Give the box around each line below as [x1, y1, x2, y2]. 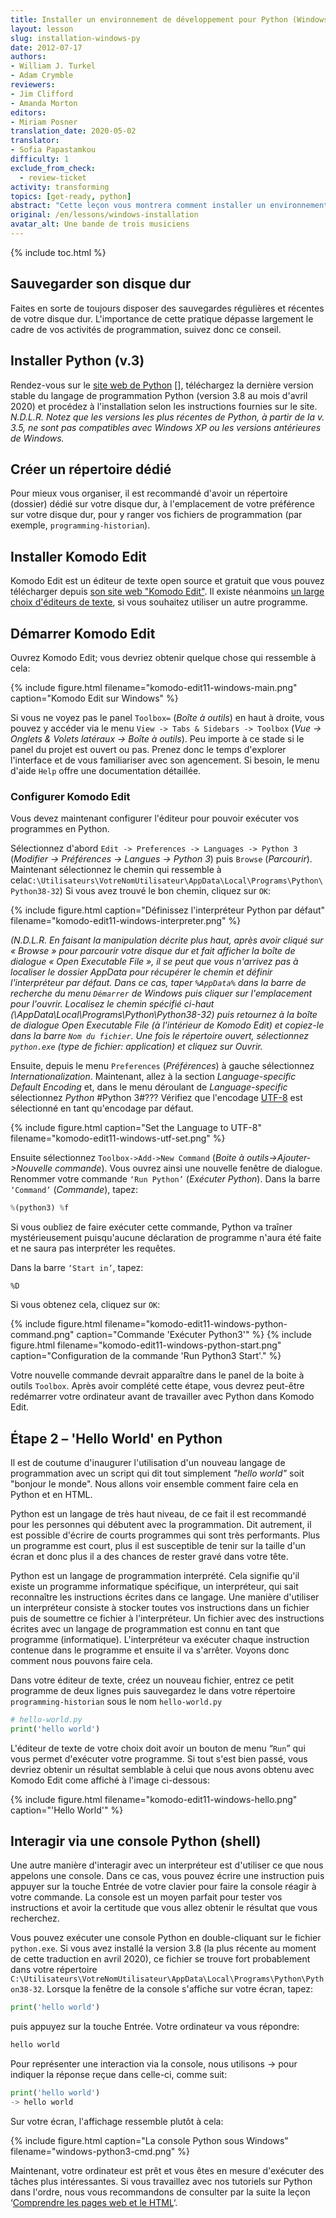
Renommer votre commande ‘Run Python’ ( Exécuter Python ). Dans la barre [10, 1173, 321, 1185]
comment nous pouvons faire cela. [10, 1654, 153, 1666]
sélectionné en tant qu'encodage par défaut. [10, 1102, 194, 1115]
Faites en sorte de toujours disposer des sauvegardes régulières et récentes [10, 302, 325, 314]
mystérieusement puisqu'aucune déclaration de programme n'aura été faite [10, 1232, 322, 1244]
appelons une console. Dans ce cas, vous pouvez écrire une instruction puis [10, 1870, 325, 1882]
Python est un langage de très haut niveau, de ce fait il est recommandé [10, 1507, 307, 1520]
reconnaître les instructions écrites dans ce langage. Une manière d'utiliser [10, 1591, 320, 1603]
